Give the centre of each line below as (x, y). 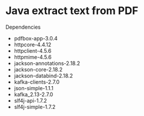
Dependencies (23, 27)
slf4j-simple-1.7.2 (35, 107)
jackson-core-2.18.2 (38, 69)
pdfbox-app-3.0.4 (36, 38)
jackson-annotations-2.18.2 (47, 63)
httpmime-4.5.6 (33, 57)
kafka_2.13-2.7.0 (34, 94)
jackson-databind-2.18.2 (43, 76)
